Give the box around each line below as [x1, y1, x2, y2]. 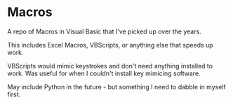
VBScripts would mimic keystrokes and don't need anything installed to [7, 61, 213, 70]
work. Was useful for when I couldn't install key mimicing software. [7, 69, 201, 77]
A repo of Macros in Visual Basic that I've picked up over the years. [7, 27, 201, 36]
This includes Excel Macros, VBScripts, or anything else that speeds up [7, 40, 213, 49]
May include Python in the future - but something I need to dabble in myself [7, 82, 226, 91]
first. [7, 90, 21, 98]
